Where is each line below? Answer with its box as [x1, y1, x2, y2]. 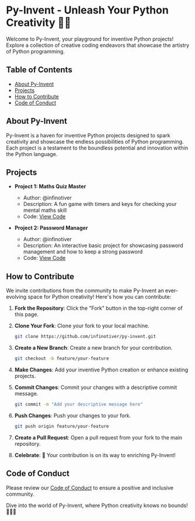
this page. [14, 311, 39, 318]
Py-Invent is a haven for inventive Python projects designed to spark [6, 131, 170, 138]
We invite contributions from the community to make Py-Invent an [6, 287, 165, 294]
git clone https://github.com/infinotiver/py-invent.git [14, 334, 156, 340]
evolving [6, 293, 27, 300]
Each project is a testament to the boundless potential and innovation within [6, 144, 189, 151]
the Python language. [6, 150, 58, 157]
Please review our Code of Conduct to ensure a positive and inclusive [6, 484, 174, 491]
